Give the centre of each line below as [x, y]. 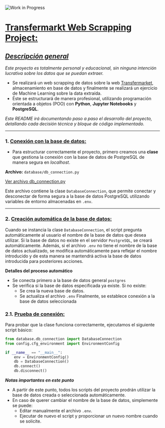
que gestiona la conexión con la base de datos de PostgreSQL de [78, 157]
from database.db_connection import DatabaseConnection [63, 339]
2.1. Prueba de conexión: [35, 314]
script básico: [19, 330]
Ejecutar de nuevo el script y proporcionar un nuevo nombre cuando [89, 416]
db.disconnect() [31, 371]
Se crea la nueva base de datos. [52, 290]
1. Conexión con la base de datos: [46, 141]
